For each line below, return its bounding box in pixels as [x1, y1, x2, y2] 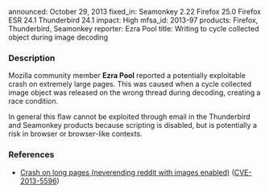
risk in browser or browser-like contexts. [8, 129, 143, 139]
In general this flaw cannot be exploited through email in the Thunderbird [8, 112, 251, 121]
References [8, 149, 55, 160]
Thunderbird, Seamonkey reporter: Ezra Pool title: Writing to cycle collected [8, 24, 259, 33]
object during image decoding [8, 32, 109, 42]
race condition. [8, 96, 59, 106]
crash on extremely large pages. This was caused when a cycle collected [8, 80, 252, 89]
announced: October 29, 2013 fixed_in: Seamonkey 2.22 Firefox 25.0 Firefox [8, 7, 262, 16]
